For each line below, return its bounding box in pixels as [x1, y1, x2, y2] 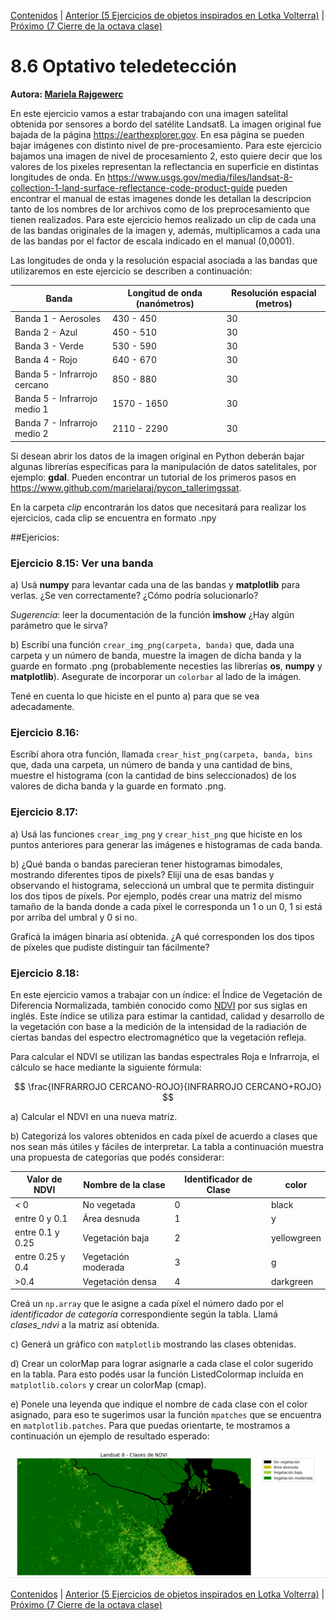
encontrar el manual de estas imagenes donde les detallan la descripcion [10, 192, 312, 204]
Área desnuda [82, 1212, 141, 1224]
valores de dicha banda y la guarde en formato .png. [10, 780, 227, 792]
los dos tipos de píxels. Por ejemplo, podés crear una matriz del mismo [10, 890, 303, 902]
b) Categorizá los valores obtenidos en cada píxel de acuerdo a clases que [10, 1130, 318, 1142]
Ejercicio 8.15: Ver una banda [10, 556, 154, 570]
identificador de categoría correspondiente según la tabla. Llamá [10, 1308, 278, 1320]
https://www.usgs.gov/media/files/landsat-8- [107, 171, 293, 183]
